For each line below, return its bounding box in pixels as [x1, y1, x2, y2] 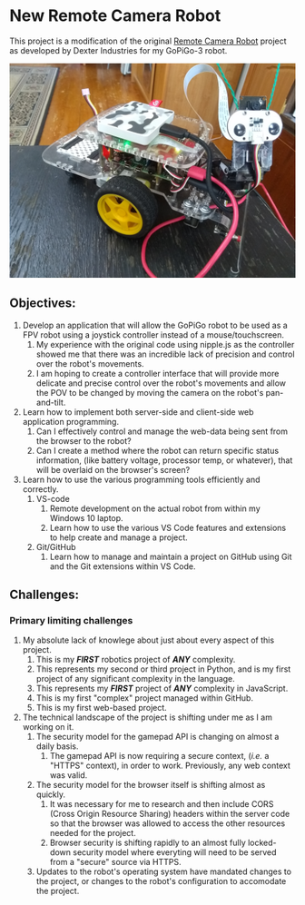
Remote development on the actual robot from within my [49, 503, 261, 514]
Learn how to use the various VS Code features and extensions [49, 522, 287, 533]
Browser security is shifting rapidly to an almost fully [49, 837, 247, 849]
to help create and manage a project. [49, 532, 188, 543]
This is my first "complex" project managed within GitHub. [35, 693, 254, 703]
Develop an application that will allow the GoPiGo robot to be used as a [22, 320, 288, 330]
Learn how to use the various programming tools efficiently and [22, 474, 261, 485]
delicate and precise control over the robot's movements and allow [35, 378, 286, 389]
